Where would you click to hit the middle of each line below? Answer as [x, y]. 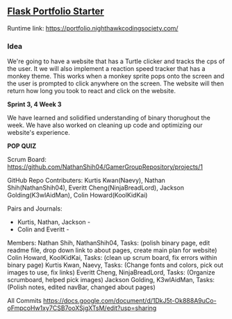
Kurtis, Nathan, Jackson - [54, 222]
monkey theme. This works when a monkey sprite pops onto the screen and [116, 76]
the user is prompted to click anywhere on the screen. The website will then [116, 83]
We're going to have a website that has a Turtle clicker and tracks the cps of [116, 61]
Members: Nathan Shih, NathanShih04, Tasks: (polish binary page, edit [109, 243]
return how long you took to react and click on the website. [91, 91]
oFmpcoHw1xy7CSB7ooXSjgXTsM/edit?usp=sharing [82, 308]
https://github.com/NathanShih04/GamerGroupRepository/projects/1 [105, 167]
